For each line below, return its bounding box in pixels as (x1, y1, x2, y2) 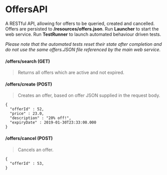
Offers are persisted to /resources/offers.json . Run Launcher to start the (5, 25, 159, 32)
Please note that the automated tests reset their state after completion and (5, 41, 162, 47)
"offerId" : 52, (10, 107, 44, 112)
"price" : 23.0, (10, 111, 44, 116)
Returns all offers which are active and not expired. (17, 70, 124, 76)
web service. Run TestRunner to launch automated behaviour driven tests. (5, 31, 161, 37)
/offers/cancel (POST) (5, 135, 53, 141)
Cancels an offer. (17, 147, 54, 153)
